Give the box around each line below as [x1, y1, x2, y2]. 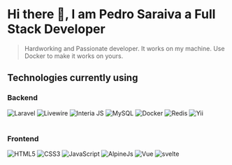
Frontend [7, 134, 39, 143]
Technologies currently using [7, 72, 138, 84]
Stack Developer [7, 21, 106, 37]
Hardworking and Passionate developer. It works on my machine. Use [24, 44, 225, 52]
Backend [7, 93, 38, 103]
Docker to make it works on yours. [24, 52, 124, 60]
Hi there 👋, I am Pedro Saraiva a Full [7, 6, 216, 22]
